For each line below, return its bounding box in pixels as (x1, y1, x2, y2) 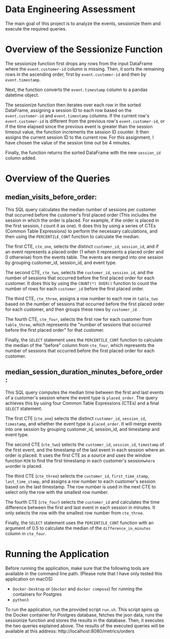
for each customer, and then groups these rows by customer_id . (5, 306, 138, 312)
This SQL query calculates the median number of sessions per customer (5, 206, 156, 212)
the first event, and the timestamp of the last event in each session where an (5, 447, 165, 453)
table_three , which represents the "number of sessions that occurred (5, 322, 151, 328)
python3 (12, 597, 29, 602)
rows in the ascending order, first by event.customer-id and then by (5, 71, 147, 77)
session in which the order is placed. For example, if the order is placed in (5, 217, 159, 223)
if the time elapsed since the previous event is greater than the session (5, 123, 153, 129)
